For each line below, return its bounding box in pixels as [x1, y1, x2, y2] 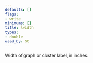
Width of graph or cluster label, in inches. [5, 52, 89, 58]
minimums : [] [5, 21, 32, 26]
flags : [5, 12, 19, 17]
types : [5, 30, 19, 35]
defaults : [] [5, 7, 32, 12]
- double [5, 35, 23, 40]
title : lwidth [5, 25, 34, 30]
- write [5, 16, 21, 21]
